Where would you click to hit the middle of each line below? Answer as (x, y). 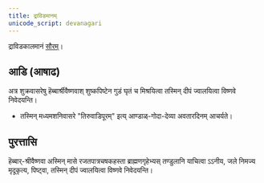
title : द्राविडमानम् (33, 16)
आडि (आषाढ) (34, 72)
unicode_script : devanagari (55, 23)
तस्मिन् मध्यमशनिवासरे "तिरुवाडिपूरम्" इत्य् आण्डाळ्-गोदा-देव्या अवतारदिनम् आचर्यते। (126, 116)
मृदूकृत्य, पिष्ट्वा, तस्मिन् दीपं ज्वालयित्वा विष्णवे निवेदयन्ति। (81, 170)
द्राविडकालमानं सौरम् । (36, 46)
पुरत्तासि (23, 142)
